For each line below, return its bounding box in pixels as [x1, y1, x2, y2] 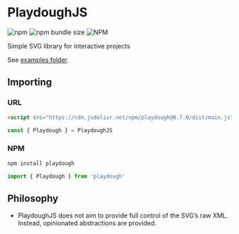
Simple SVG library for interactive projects [7, 41, 130, 50]
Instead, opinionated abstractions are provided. [17, 219, 156, 228]
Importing [7, 76, 52, 88]
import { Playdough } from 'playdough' [7, 173, 126, 180]
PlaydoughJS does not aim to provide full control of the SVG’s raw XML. [17, 211, 228, 220]
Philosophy [7, 192, 59, 204]
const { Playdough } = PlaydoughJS [7, 126, 113, 134]
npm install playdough [7, 160, 75, 167]
